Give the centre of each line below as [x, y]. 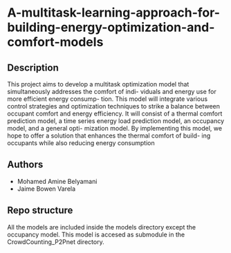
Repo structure [40, 210]
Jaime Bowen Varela [46, 189]
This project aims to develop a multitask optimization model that [98, 84]
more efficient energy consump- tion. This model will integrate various [108, 99]
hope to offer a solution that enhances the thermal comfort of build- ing [109, 135]
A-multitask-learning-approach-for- [113, 13]
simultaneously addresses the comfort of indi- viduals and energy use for [112, 92]
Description [33, 67]
